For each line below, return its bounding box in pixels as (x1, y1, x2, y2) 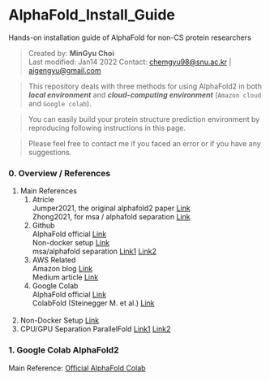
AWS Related (32, 255, 76, 265)
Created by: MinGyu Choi (28, 48, 115, 58)
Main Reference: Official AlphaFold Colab (8, 363, 146, 373)
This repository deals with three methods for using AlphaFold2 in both (28, 81, 262, 91)
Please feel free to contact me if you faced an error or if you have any (28, 138, 261, 148)
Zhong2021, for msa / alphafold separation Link (32, 212, 191, 222)
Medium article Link (32, 272, 99, 282)
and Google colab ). (28, 98, 92, 108)
